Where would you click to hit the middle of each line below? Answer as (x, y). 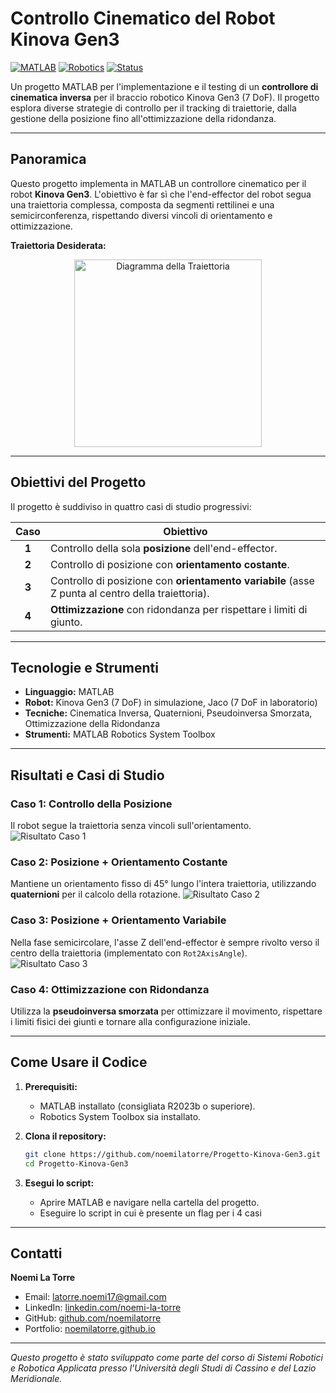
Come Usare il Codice (79, 1062)
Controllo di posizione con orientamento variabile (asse (182, 580)
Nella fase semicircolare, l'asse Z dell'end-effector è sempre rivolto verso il (165, 942)
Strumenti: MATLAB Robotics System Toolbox (120, 734)
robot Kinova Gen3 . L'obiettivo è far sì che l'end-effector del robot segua (161, 194)
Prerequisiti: (51, 1086)
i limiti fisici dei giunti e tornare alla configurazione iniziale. (130, 1021)
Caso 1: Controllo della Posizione (91, 804)
